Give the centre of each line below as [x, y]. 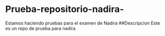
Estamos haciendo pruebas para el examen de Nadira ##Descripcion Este [83, 23]
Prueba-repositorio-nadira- [65, 9]
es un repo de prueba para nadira [40, 28]
